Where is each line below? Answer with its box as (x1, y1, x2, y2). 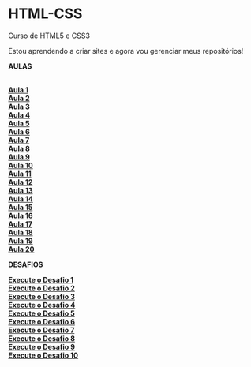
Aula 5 (8, 118, 30, 128)
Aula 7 (8, 135, 30, 144)
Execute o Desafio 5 (8, 309, 75, 318)
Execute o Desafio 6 (8, 316, 76, 326)
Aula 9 (8, 152, 30, 162)
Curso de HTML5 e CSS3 (8, 31, 91, 40)
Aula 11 (8, 169, 32, 178)
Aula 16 (8, 211, 33, 220)
